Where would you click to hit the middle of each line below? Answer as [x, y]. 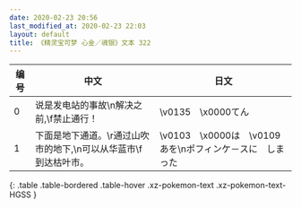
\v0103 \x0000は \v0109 [220, 135]
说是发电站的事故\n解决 [85, 106]
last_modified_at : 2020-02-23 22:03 [77, 26]
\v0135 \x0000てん [204, 112]
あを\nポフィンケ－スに [209, 149]
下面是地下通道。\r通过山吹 [92, 135]
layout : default [39, 34]
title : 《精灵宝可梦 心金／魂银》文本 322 [80, 43]
